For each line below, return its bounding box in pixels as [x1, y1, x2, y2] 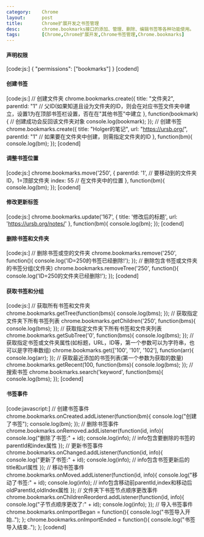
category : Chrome [6, 9, 59, 15]
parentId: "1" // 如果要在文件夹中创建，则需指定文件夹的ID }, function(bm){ [6, 132, 193, 140]
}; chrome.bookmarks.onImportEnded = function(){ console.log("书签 [21, 516, 196, 523]
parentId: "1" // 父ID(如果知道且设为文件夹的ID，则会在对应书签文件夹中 [6, 102, 185, 110]
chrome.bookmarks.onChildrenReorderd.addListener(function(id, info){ [6, 493, 185, 500]
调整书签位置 [6, 154, 38, 162]
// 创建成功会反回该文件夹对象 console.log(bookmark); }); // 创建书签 [10, 117, 182, 125]
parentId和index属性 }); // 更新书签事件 [6, 442, 104, 449]
